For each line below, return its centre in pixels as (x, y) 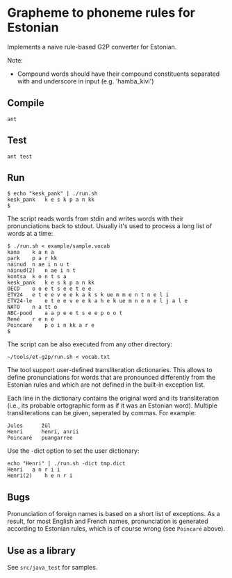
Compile (26, 103)
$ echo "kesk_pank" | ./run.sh (52, 194)
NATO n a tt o (32, 307)
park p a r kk (32, 259)
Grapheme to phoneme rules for (101, 13)
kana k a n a (31, 252)
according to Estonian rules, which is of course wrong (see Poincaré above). (116, 529)
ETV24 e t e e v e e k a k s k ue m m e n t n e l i (88, 295)
